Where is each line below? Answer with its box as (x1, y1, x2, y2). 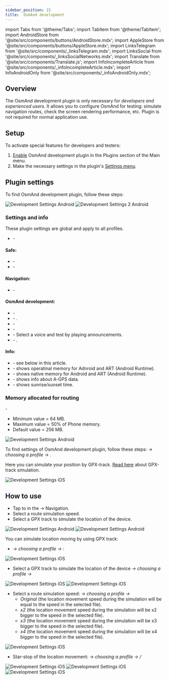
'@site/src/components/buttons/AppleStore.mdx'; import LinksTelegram (5, 42, 156, 48)
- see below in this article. (12, 360, 67, 366)
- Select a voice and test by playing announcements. (12, 331, 123, 337)
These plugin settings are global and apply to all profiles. (5, 225, 124, 232)
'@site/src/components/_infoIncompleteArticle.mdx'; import (5, 64, 130, 70)
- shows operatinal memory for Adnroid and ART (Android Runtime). (12, 365, 155, 372)
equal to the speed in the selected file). (20, 601, 103, 608)
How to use (5, 491, 42, 500)
